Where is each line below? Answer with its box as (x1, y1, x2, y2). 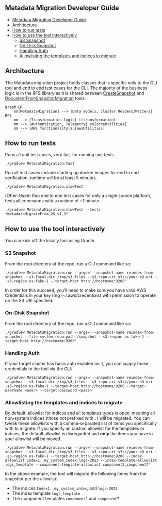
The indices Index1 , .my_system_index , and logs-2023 (12, 485, 118, 491)
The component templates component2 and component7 (12, 496, 120, 502)
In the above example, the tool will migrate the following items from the (5, 471, 146, 477)
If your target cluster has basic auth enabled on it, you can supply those (5, 361, 149, 367)
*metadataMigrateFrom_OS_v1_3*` (5, 212, 70, 216)
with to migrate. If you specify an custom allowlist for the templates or (5, 425, 145, 431)
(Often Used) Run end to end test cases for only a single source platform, (5, 193, 151, 198)
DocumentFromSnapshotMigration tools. (5, 95, 86, 101)
